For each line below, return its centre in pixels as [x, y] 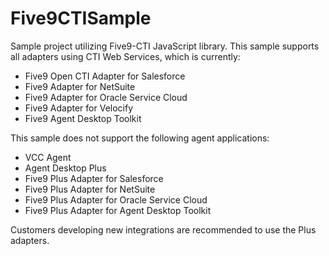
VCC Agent [48, 157]
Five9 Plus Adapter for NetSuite [90, 189]
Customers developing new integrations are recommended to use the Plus [163, 229]
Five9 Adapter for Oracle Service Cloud [106, 97]
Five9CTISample [81, 18]
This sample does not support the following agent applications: [140, 138]
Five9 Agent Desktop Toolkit [83, 118]
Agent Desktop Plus [65, 168]
